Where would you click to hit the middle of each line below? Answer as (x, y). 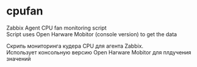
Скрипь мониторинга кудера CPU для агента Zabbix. (75, 46)
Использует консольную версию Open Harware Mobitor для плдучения (99, 52)
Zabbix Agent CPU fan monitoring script (56, 28)
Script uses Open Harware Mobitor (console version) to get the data (92, 34)
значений (19, 59)
